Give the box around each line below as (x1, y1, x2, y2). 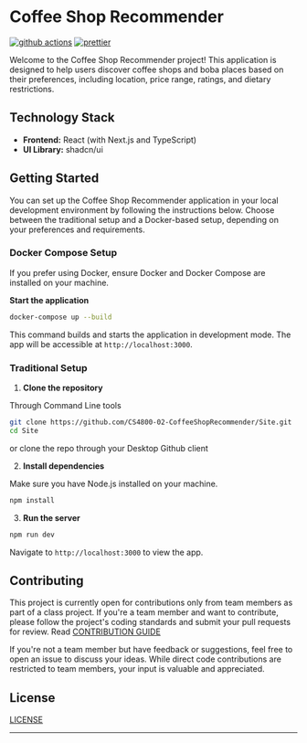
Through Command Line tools (9, 400, 122, 411)
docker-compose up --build (9, 313, 112, 322)
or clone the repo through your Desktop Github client (9, 442, 208, 453)
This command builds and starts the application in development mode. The (9, 329, 291, 340)
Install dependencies (22, 460, 105, 472)
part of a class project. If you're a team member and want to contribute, (9, 607, 279, 618)
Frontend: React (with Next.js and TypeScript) (22, 134, 197, 145)
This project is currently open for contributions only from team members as (9, 597, 293, 609)
